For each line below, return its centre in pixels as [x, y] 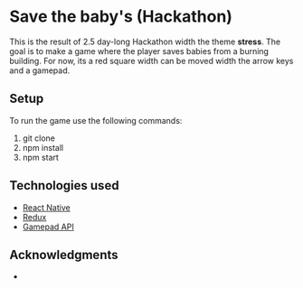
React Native [46, 207]
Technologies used [64, 186]
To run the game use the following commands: [96, 120]
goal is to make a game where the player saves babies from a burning [139, 51]
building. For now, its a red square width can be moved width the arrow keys [151, 60]
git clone [39, 138]
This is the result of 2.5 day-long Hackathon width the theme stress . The [145, 42]
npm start [40, 157]
